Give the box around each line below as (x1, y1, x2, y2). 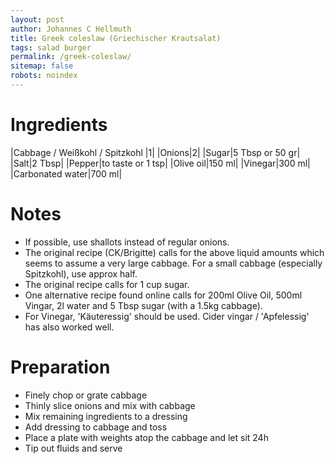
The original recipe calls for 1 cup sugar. (24, 278, 190, 290)
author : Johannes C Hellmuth (10, 24, 132, 34)
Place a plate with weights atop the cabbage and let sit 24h (24, 431, 269, 443)
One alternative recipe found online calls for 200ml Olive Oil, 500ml (24, 289, 303, 301)
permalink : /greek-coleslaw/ (10, 52, 132, 62)
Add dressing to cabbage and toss (24, 421, 168, 433)
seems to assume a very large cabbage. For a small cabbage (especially (24, 257, 323, 269)
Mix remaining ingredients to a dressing (24, 410, 188, 422)
